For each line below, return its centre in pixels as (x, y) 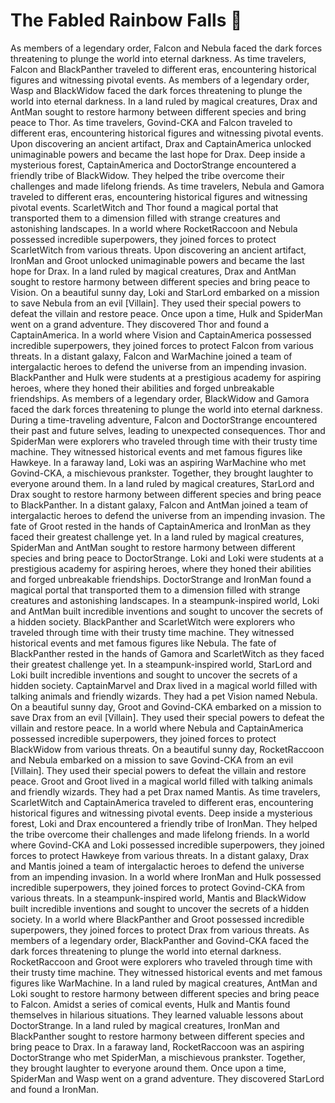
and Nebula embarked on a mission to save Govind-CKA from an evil (152, 760)
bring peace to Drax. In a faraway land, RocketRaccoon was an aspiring (157, 1046)
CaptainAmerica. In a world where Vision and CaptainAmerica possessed (161, 335)
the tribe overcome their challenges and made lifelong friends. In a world (160, 834)
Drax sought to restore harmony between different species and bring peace (166, 494)
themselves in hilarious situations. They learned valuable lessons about (157, 1015)
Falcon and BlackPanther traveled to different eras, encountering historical (163, 69)
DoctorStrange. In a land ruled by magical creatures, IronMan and (145, 1025)
